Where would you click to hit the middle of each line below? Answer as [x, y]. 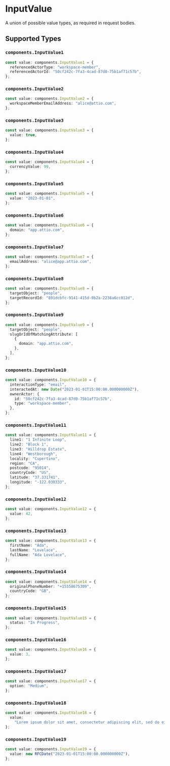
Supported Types [33, 39]
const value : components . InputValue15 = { [51, 618]
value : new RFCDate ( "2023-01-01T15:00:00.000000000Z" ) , [70, 754]
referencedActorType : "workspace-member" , [55, 67]
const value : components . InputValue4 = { [50, 162]
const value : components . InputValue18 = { [51, 713]
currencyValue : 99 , [30, 167]
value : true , [24, 135]
